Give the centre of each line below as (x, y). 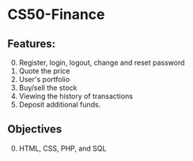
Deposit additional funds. (60, 105)
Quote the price (44, 71)
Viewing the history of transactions (76, 96)
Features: (32, 44)
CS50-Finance (56, 15)
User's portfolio (44, 79)
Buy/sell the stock (48, 88)
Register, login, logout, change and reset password (102, 62)
